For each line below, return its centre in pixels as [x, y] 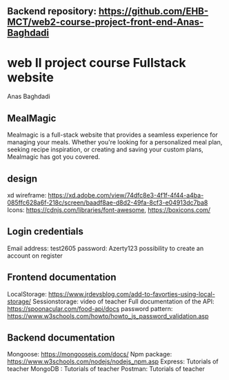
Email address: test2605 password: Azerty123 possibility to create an [106, 248]
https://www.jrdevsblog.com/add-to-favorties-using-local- [131, 294]
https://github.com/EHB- [153, 11]
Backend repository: [52, 11]
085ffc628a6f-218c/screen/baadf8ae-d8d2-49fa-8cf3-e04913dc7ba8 [108, 202]
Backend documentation [61, 338]
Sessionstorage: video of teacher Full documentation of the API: [123, 301]
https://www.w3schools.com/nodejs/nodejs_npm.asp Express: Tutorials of [113, 361]
